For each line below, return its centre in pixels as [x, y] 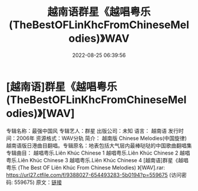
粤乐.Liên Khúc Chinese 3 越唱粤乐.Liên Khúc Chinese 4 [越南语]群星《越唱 [97, 160]
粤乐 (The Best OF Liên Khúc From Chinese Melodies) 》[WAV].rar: [86, 167]
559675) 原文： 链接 [38, 182]
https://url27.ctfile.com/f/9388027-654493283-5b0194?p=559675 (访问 [94, 175]
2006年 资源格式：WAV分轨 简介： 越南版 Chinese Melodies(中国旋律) [102, 138]
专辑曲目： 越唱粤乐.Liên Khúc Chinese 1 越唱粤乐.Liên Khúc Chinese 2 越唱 [98, 153]
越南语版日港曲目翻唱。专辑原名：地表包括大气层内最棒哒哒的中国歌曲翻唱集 [99, 145]
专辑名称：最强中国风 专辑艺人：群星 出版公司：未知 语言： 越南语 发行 [92, 130]
